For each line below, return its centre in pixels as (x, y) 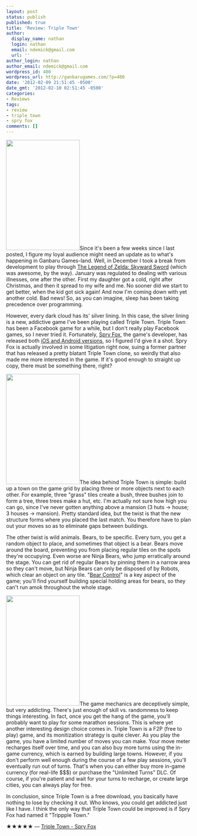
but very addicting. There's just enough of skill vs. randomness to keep (92, 710)
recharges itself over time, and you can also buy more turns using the (90, 748)
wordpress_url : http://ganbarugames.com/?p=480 (66, 77)
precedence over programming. (45, 304)
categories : (21, 93)
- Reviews (18, 99)
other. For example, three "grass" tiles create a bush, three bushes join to (95, 495)
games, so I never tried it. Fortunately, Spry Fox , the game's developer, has (97, 335)
